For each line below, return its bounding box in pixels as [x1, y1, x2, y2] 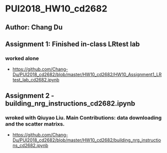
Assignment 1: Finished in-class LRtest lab [5, 39, 140, 48]
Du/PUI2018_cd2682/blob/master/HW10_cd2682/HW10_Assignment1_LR [12, 71, 162, 77]
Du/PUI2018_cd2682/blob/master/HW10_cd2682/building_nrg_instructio [12, 137, 161, 143]
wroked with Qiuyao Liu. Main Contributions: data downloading [5, 114, 162, 121]
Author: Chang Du [5, 23, 63, 31]
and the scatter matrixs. [5, 120, 65, 127]
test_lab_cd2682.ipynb [12, 77, 59, 83]
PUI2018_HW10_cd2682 [5, 3, 107, 14]
